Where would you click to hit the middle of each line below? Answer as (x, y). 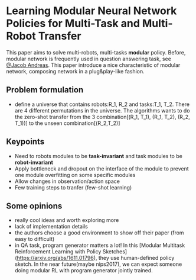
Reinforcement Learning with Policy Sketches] (71, 252)
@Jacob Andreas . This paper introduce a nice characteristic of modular (93, 65)
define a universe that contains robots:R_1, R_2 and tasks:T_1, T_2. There (102, 104)
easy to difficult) (35, 239)
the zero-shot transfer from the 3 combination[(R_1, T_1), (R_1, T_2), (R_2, (102, 117)
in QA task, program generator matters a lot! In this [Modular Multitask (100, 245)
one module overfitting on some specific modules (75, 175)
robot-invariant (34, 162)
